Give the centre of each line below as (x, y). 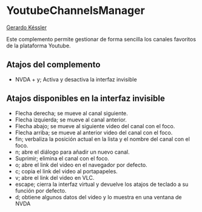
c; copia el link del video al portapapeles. (66, 171)
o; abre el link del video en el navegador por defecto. (81, 165)
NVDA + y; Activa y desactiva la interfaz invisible (76, 79)
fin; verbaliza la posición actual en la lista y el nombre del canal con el (102, 139)
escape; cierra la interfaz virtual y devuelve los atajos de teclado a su (102, 184)
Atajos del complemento (53, 65)
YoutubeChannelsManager (76, 11)
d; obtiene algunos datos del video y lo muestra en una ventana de (98, 197)
